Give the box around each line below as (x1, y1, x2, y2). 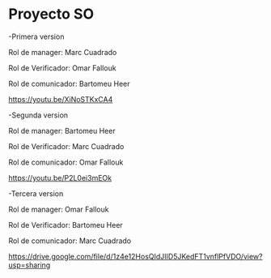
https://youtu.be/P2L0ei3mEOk (8, 173, 112, 182)
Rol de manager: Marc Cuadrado (8, 47, 117, 57)
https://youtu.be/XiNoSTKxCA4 (8, 94, 113, 104)
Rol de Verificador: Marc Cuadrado (8, 141, 125, 151)
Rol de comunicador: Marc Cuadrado (8, 236, 132, 246)
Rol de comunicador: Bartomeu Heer (8, 79, 130, 88)
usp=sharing (8, 260, 51, 270)
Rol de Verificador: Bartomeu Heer (8, 220, 123, 229)
